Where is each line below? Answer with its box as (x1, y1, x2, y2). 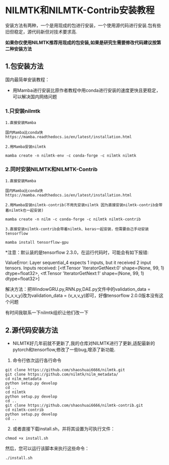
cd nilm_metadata (5, 376, 42, 381)
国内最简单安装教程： (5, 76, 49, 83)
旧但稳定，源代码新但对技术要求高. (5, 28, 78, 34)
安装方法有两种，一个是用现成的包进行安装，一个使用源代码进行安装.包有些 (5, 22, 161, 28)
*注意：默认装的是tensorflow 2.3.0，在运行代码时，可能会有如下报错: (5, 249, 149, 256)
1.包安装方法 (5, 62, 44, 71)
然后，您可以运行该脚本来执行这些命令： (5, 445, 89, 451)
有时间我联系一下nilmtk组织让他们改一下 (5, 309, 89, 316)
